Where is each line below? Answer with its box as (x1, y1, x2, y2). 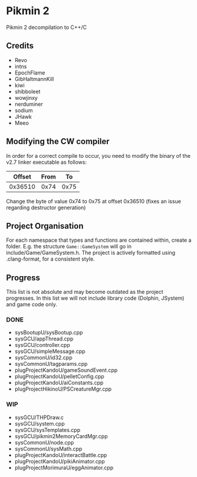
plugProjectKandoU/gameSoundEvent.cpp (14, 366, 118, 374)
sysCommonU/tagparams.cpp (14, 361, 88, 368)
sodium (14, 106, 34, 113)
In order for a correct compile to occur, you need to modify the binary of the (6, 152, 191, 159)
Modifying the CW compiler (6, 137, 110, 147)
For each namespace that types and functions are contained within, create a (6, 236, 192, 244)
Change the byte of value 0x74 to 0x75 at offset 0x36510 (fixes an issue (6, 197, 182, 205)
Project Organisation (6, 220, 84, 231)
